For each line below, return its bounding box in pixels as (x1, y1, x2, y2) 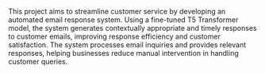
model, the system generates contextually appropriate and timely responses (8, 24, 257, 32)
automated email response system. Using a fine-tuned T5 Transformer (8, 15, 239, 24)
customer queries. (8, 57, 68, 66)
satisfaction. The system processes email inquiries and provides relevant (8, 40, 247, 50)
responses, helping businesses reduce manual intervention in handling (8, 49, 240, 57)
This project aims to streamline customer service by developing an (8, 7, 226, 16)
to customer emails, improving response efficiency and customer (8, 31, 221, 41)
